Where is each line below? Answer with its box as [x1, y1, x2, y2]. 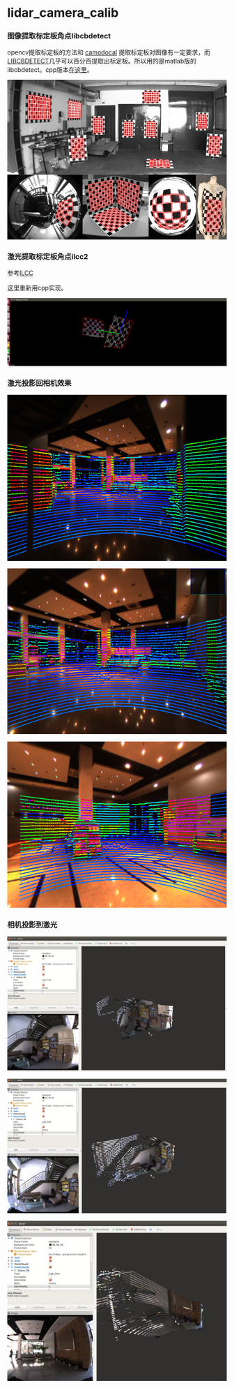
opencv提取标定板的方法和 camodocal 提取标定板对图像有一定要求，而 [7, 48, 210, 57]
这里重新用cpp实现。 [7, 284, 68, 292]
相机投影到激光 [7, 920, 58, 930]
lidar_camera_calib [7, 5, 119, 21]
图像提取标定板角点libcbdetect [7, 31, 111, 41]
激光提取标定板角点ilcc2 [7, 252, 88, 262]
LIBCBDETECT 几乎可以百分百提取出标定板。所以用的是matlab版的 [7, 57, 196, 66]
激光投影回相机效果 [7, 378, 72, 388]
